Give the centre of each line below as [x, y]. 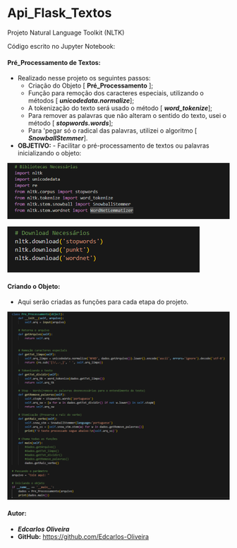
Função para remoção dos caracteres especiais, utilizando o [116, 93]
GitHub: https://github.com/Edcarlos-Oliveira [83, 536]
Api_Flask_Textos [60, 13]
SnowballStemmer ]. [58, 138]
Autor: [17, 513]
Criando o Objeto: [34, 286]
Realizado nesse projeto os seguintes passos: [84, 78]
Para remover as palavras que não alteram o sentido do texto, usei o [127, 116]
